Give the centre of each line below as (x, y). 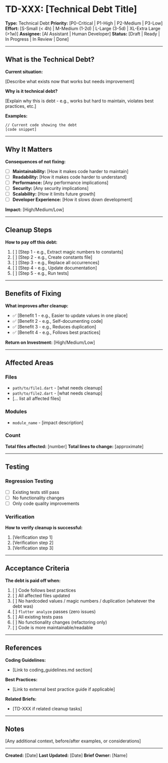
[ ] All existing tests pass (38, 617)
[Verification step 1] (32, 537)
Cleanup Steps (29, 230)
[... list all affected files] (36, 399)
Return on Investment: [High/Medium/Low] (50, 342)
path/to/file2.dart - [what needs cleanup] (57, 393)
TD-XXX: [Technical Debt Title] (71, 9)
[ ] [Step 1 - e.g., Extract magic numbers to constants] (68, 252)
